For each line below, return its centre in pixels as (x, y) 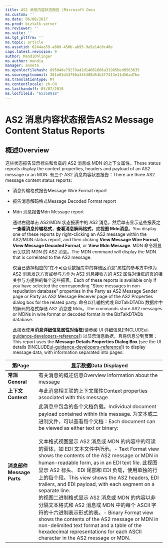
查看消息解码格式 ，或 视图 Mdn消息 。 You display (106, 229)
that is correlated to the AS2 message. (52, 257)
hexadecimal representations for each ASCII (90, 532)
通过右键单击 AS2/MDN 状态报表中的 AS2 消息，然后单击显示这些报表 (84, 222)
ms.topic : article (24, 42)
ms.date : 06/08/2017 (27, 19)
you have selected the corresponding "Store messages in (71, 286)
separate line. (54, 491)
